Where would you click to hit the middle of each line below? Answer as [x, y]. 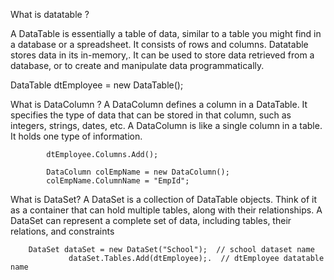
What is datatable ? [50, 14]
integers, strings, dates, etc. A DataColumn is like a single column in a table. [166, 125]
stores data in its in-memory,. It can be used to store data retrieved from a [162, 55]
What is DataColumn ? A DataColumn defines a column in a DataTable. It [159, 104]
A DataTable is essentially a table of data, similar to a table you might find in [166, 33]
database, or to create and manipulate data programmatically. [137, 65]
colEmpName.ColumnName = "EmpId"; [118, 181]
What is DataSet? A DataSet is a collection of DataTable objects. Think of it [163, 199]
